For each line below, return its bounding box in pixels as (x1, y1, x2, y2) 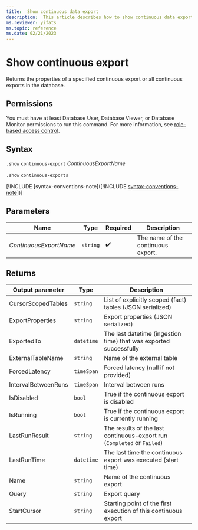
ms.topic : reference (6, 25, 57, 31)
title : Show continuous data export (6, 8, 99, 15)
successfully (104, 345, 140, 353)
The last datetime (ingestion (104, 330, 181, 338)
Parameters (6, 206, 50, 216)
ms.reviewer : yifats (6, 19, 57, 25)
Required (105, 224, 131, 232)
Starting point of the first (104, 499, 172, 508)
